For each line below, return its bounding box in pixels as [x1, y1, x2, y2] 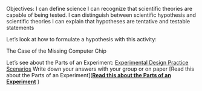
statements [6, 24, 34, 31]
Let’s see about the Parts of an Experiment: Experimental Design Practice [6, 59, 189, 66]
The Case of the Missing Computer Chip [6, 47, 107, 54]
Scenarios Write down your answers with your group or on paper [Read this [6, 65, 195, 72]
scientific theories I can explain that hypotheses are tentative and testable [6, 18, 191, 25]
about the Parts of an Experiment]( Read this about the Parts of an [6, 72, 171, 78]
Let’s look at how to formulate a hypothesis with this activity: [6, 36, 157, 43]
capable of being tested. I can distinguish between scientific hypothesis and [6, 11, 197, 19]
